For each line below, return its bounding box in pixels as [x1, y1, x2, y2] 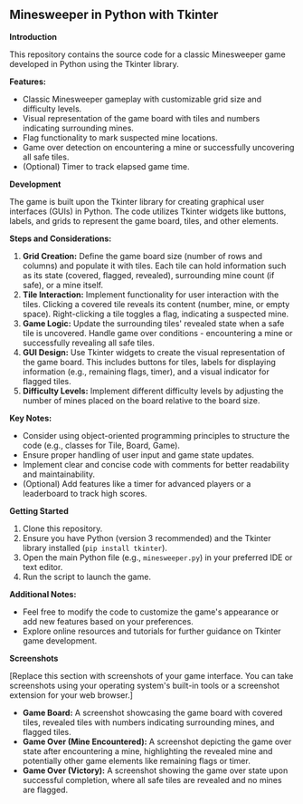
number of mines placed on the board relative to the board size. [22, 394, 260, 406]
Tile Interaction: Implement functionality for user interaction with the [22, 289, 279, 300]
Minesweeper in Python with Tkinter [9, 7, 219, 23]
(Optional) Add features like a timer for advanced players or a [22, 478, 251, 489]
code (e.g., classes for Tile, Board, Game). [22, 440, 181, 450]
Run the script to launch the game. [22, 571, 152, 582]
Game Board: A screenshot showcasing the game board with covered [22, 707, 283, 718]
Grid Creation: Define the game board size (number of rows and [22, 250, 263, 261]
